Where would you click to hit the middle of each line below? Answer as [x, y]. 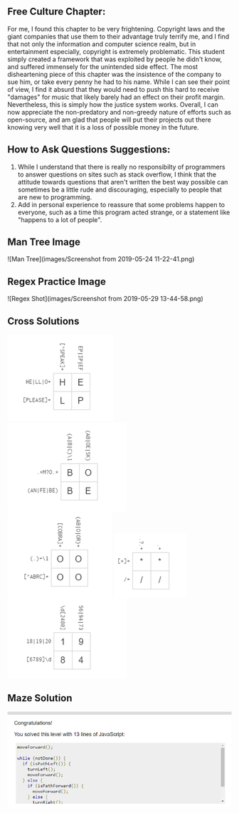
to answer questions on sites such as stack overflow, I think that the [117, 174]
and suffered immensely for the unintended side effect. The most [103, 66]
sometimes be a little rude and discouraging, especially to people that [119, 189]
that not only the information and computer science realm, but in [102, 44]
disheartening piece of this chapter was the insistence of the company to [115, 74]
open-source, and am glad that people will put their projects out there [109, 120]
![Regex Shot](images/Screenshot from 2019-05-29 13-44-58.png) [106, 299]
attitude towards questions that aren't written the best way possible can [123, 182]
